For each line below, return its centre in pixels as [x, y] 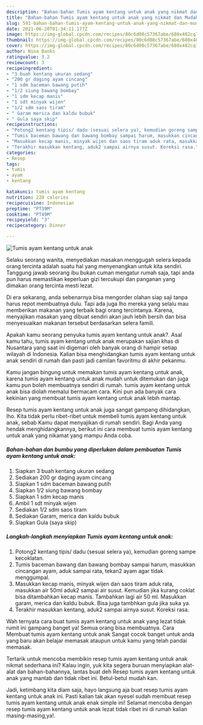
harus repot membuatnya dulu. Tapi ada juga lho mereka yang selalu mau [98, 304]
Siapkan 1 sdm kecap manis [50, 497]
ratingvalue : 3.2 [28, 57]
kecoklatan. [29, 558]
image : [14, 35]
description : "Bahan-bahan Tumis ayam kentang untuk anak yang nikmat [97, 12]
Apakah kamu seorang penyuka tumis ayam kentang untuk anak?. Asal [94, 335]
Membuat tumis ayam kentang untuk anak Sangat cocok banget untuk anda [100, 634]
